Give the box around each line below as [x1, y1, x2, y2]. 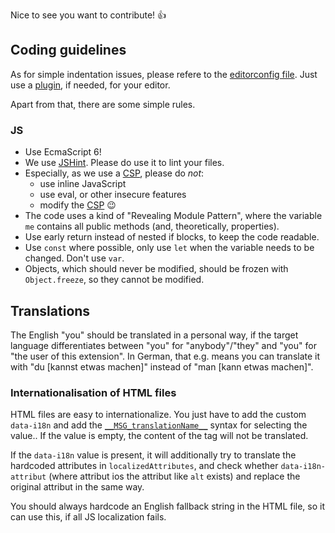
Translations [10, 302, 91, 319]
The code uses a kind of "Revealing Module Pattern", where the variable [24, 210, 323, 222]
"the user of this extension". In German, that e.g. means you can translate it [10, 350, 321, 362]
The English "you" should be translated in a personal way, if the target [10, 329, 299, 341]
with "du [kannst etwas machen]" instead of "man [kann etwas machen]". [10, 360, 314, 373]
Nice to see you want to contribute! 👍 [10, 9, 167, 21]
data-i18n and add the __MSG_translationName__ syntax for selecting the [10, 419, 308, 431]
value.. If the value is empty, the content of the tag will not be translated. [10, 430, 309, 442]
